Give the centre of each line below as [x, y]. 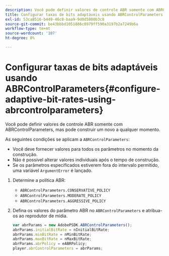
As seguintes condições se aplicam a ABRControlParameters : [67, 139]
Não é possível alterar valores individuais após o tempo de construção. [86, 160]
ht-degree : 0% [20, 38]
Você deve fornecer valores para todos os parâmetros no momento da [85, 149]
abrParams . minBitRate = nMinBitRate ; [52, 234]
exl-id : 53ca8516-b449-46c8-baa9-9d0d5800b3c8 [55, 19]
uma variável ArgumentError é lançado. [52, 170]
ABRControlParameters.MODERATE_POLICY [61, 196]
